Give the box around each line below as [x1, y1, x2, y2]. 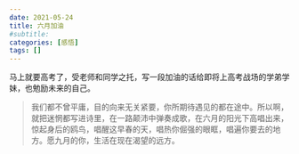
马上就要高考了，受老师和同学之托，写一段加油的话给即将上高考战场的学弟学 [9, 72, 290, 83]
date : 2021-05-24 [9, 12, 74, 22]
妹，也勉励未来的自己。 [9, 83, 95, 93]
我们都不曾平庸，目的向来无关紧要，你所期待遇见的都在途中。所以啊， [30, 101, 289, 112]
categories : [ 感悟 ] [9, 37, 79, 47]
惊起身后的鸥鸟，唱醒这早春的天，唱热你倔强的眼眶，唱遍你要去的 [30, 124, 273, 134]
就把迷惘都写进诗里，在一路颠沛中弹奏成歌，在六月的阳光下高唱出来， [30, 113, 289, 124]
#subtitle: [9, 29, 50, 38]
